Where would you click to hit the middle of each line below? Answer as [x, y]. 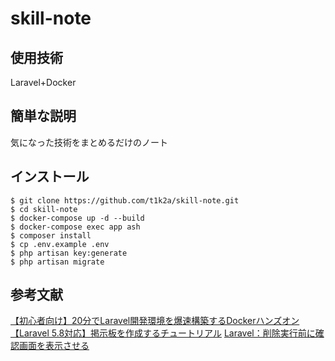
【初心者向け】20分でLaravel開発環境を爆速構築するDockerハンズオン [155, 321]
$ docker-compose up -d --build [77, 218]
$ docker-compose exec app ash [75, 227]
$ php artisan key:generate [69, 253]
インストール [50, 177]
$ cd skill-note [44, 209]
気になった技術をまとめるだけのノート [89, 142]
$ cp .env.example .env [60, 244]
